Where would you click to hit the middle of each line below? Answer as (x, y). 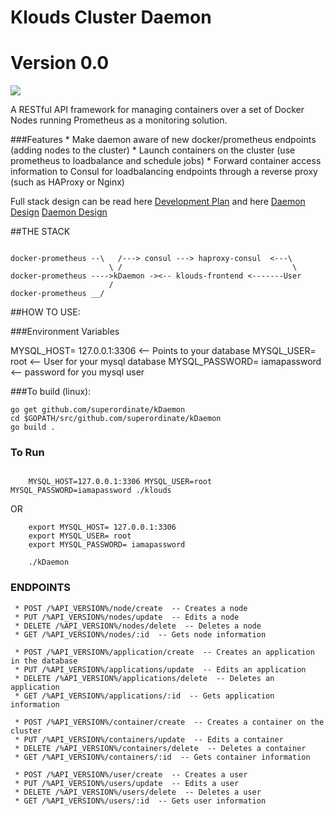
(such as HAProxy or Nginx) (67, 182)
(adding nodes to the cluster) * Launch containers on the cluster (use (153, 150)
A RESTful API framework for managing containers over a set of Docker (157, 110)
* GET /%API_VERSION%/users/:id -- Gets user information (140, 801)
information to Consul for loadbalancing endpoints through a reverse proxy (164, 172)
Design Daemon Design (59, 212)
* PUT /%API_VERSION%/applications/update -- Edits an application (160, 669)
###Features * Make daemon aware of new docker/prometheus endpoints (163, 140)
